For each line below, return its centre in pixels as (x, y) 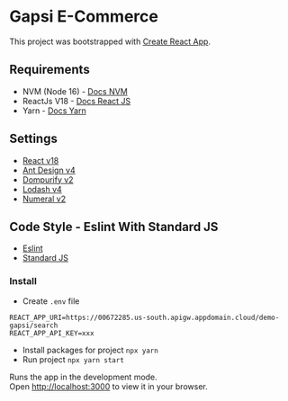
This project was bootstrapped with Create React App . (110, 41)
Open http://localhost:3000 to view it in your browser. (109, 386)
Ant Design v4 (49, 170)
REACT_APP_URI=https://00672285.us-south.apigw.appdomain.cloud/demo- (144, 317)
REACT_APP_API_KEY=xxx (52, 333)
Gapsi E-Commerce (84, 17)
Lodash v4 (42, 189)
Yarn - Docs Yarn (54, 111)
